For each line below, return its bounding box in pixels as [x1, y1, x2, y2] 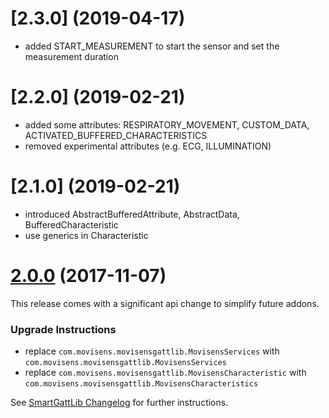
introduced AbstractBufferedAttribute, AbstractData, [24, 208, 240, 220]
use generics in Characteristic [24, 229, 149, 241]
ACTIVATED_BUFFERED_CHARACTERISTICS [24, 129, 208, 141]
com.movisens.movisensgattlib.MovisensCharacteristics [24, 379, 259, 389]
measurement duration [24, 50, 119, 62]
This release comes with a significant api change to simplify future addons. [10, 297, 320, 309]
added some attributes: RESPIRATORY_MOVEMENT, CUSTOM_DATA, [24, 118, 310, 131]
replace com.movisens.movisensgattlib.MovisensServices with [24, 345, 280, 357]
